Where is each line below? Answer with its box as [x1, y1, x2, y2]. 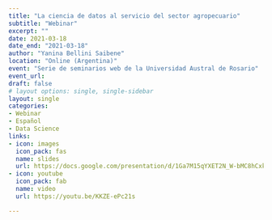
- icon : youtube [8, 170, 63, 178]
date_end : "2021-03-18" [8, 42, 89, 50]
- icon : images [8, 139, 60, 148]
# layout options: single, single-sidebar [8, 87, 154, 95]
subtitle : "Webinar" [8, 19, 79, 27]
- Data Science [8, 125, 60, 133]
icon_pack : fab [15, 177, 67, 186]
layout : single [8, 95, 60, 103]
